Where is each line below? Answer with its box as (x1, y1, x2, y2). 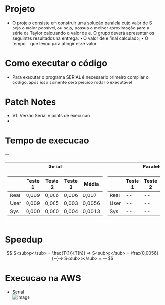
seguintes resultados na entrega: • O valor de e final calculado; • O (12, 35, 149, 41)
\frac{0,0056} (130, 250, 159, 256)
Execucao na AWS (5, 273, 81, 283)
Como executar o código (5, 58, 107, 69)
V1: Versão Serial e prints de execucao (12, 112, 90, 118)
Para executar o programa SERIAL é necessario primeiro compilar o (12, 74, 149, 80)
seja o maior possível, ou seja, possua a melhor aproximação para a (12, 25, 150, 30)
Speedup (5, 234, 43, 245)
